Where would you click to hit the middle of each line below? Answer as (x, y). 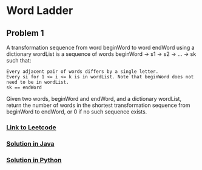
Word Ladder (40, 11)
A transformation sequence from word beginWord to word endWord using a (101, 47)
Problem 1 (25, 33)
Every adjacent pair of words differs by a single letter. (82, 72)
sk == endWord (24, 87)
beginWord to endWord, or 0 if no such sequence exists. (77, 112)
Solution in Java (30, 143)
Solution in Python (34, 160)
